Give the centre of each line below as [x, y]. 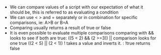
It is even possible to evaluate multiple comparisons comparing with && [82, 33]
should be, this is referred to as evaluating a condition [64, 12]
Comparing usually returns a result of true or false [60, 28]
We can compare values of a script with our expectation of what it [76, 7]
